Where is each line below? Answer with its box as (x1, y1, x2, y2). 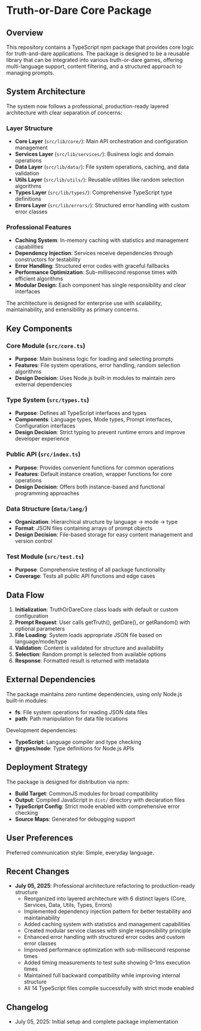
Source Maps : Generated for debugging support (14, 815, 136, 823)
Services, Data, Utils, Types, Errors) (23, 902, 112, 909)
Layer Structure (6, 124, 53, 132)
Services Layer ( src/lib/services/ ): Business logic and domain (14, 151, 174, 158)
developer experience (14, 435, 70, 443)
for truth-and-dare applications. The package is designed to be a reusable (6, 50, 190, 57)
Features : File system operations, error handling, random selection (14, 362, 181, 369)
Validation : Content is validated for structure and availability (14, 644, 164, 652)
